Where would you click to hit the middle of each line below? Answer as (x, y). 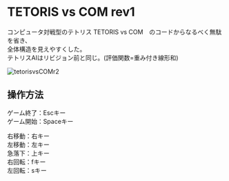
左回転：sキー (27, 170)
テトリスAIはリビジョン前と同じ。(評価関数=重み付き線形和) (93, 57)
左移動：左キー (28, 145)
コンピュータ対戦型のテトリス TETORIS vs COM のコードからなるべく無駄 (114, 32)
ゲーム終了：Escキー (37, 113)
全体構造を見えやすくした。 (47, 49)
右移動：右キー (28, 136)
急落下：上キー (28, 153)
